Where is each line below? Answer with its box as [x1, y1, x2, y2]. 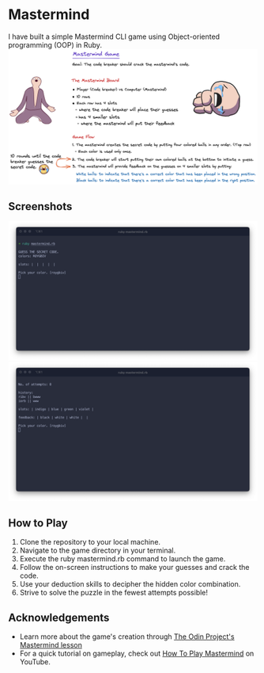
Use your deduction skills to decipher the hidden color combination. [19, 579, 241, 589]
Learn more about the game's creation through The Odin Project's [19, 632, 235, 641]
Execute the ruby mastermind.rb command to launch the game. [19, 554, 226, 564]
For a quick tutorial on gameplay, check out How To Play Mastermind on [19, 648, 255, 659]
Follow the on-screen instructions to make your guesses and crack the [19, 563, 250, 572]
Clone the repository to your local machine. [19, 537, 160, 547]
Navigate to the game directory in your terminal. [19, 545, 176, 556]
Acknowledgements [8, 610, 110, 624]
